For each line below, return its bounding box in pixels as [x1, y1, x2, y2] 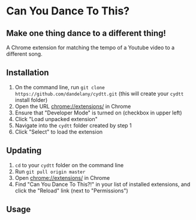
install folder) [14, 96, 48, 103]
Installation [6, 68, 49, 78]
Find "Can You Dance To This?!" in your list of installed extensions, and [14, 180, 191, 188]
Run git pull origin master [14, 168, 86, 175]
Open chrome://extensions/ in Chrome [14, 174, 110, 181]
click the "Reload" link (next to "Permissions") [14, 187, 129, 194]
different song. [6, 50, 43, 58]
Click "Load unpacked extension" [14, 115, 98, 122]
